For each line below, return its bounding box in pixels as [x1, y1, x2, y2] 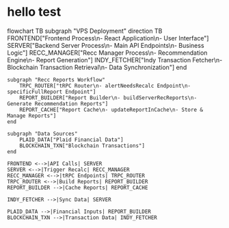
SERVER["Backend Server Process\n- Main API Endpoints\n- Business [7, 41, 204, 49]
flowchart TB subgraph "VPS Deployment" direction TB [7, 27, 163, 35]
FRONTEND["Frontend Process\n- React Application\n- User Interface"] [7, 34, 209, 42]
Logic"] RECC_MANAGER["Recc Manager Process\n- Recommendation [7, 49, 208, 57]
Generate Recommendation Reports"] [7, 100, 109, 107]
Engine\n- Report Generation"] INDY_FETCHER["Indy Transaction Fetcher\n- [7, 55, 223, 64]
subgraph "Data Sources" [7, 130, 78, 137]
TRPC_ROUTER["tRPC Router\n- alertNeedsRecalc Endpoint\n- [19, 82, 191, 89]
